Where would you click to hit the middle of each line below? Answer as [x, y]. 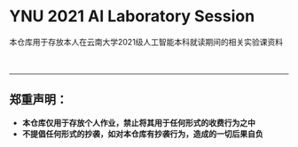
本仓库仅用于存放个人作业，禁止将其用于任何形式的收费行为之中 [138, 122]
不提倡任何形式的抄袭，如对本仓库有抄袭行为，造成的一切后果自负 [142, 134]
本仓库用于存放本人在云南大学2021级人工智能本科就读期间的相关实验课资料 [146, 42]
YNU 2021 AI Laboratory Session [132, 16]
